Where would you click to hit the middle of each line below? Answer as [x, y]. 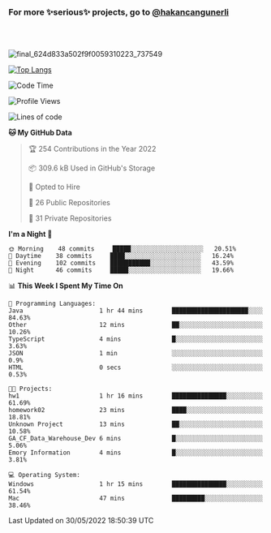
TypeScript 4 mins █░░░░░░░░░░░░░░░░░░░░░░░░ [136, 339]
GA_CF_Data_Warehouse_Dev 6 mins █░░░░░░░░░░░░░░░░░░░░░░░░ [136, 439]
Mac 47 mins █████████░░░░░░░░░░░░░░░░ [136, 499]
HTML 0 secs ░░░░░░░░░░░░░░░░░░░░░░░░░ [136, 368]
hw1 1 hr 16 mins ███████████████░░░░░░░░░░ [136, 396]
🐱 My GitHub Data [41, 133]
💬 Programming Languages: [52, 304]
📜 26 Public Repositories [69, 203]
